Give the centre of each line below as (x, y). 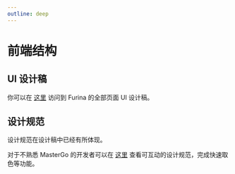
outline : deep (28, 14)
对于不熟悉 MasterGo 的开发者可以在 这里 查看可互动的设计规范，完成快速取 (118, 155)
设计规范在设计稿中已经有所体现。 (57, 140)
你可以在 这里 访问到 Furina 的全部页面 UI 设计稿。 (80, 97)
